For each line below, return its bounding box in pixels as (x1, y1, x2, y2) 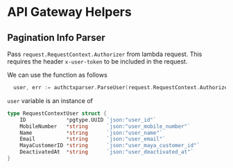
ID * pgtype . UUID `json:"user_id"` (19, 116, 157, 123)
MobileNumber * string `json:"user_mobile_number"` (19, 122, 191, 130)
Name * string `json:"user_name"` (19, 129, 163, 136)
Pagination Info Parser (7, 32, 105, 44)
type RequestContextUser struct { (7, 110, 107, 117)
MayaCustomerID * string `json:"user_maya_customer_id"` (19, 142, 200, 149)
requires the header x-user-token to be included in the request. (7, 57, 188, 66)
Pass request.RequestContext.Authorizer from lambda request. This (7, 50, 202, 58)
